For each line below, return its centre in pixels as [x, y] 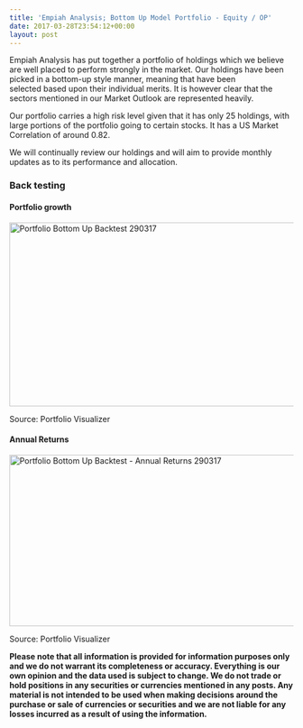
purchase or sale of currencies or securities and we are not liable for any [148, 704]
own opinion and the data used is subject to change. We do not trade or [145, 675]
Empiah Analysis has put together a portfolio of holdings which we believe [147, 60]
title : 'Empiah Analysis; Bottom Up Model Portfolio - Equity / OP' [141, 18]
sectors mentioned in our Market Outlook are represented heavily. [132, 98]
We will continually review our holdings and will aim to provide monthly [141, 152]
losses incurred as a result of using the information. [108, 714]
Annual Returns [39, 439]
